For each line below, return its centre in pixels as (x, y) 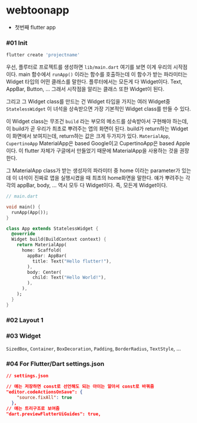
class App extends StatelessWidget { (52, 229)
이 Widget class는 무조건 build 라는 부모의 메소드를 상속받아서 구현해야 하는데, (97, 122)
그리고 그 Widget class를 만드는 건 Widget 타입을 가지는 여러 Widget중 (88, 102)
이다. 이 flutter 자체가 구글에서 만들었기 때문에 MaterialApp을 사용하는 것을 (92, 151)
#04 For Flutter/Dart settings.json (55, 364)
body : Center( (44, 272)
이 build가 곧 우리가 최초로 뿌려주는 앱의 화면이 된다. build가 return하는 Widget (97, 129)
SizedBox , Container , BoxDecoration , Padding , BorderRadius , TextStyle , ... (94, 348)
